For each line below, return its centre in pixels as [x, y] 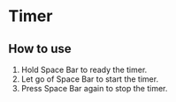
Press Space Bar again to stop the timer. [94, 88]
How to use [40, 49]
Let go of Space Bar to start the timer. [90, 79]
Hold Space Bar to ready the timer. [84, 69]
